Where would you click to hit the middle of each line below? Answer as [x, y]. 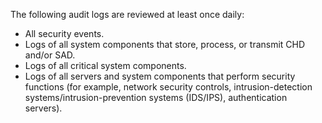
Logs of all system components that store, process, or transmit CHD [165, 44]
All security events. [64, 33]
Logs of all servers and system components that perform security [160, 76]
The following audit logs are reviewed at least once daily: [127, 14]
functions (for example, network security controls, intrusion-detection [168, 87]
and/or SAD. [50, 55]
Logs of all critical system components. [105, 65]
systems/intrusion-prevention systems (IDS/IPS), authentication [156, 97]
